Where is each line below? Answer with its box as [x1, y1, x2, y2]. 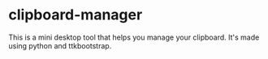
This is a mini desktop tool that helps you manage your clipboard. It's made [8, 32, 260, 42]
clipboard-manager [8, 6, 143, 24]
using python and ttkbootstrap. [8, 40, 112, 50]
